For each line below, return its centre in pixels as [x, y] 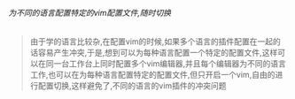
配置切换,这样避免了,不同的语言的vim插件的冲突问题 [132, 86]
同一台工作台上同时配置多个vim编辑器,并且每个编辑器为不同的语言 [166, 64]
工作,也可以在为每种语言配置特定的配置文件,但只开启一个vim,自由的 [152, 75]
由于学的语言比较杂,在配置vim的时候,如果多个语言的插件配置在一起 [151, 42]
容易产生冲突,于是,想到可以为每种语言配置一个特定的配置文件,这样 [158, 53]
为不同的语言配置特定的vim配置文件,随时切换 [90, 12]
